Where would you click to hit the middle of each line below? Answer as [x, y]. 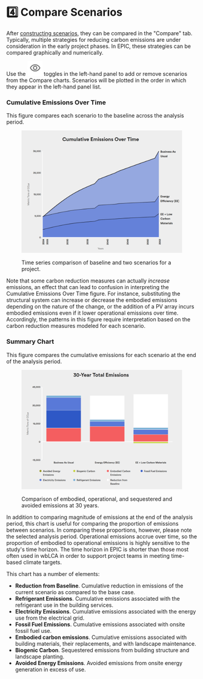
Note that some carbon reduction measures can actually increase [88, 281]
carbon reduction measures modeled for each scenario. [76, 326]
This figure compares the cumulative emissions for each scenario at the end [101, 355]
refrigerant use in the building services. [64, 605]
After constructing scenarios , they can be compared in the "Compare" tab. [99, 33]
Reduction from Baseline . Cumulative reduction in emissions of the [99, 586]
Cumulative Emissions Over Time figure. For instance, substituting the [93, 294]
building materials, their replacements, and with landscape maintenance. [106, 643]
